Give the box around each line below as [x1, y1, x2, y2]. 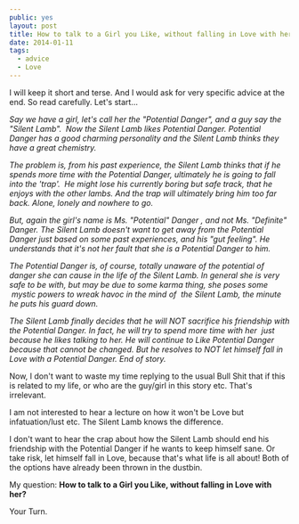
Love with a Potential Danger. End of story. [9, 353, 166, 364]
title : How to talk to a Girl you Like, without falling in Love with [9, 29, 277, 38]
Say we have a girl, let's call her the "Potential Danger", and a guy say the [9, 113, 282, 125]
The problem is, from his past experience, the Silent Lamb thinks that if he [9, 160, 281, 170]
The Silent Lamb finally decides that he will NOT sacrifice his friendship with [9, 315, 290, 326]
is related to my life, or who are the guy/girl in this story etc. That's [9, 380, 253, 390]
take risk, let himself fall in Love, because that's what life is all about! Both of [9, 452, 289, 463]
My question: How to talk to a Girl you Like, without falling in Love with [9, 479, 272, 490]
